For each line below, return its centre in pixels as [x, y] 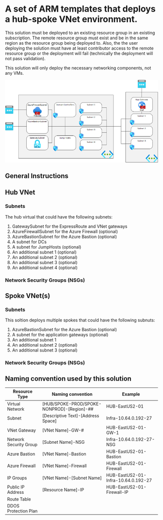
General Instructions [37, 176]
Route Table [19, 499]
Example [131, 394]
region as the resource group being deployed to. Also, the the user [72, 43]
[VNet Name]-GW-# [63, 430]
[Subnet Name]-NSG [63, 442]
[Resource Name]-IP [63, 489]
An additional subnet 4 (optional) [45, 268]
